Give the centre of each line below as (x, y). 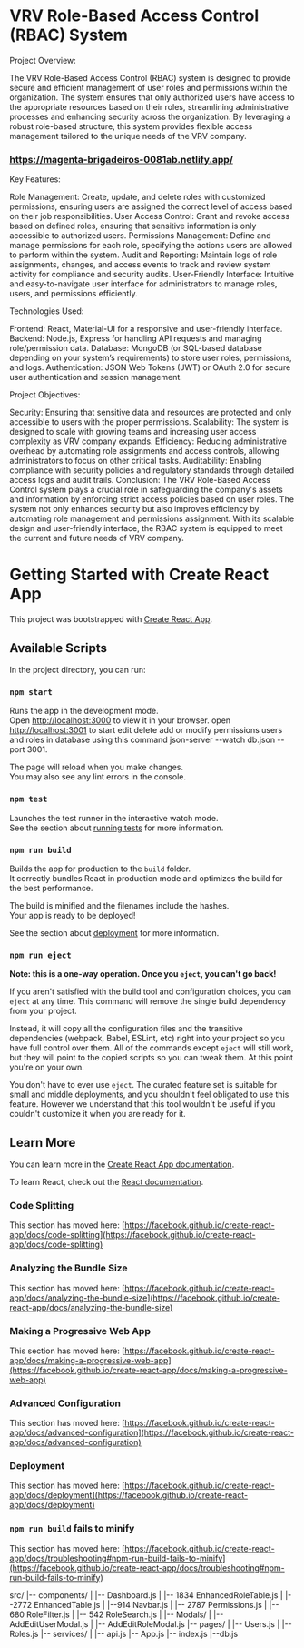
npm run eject (40, 955)
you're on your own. (47, 1067)
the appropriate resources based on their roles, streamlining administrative (149, 106)
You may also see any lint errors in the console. (98, 777)
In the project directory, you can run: (78, 669)
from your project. (43, 1011)
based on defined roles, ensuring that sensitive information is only (133, 226)
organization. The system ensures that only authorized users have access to (152, 97)
